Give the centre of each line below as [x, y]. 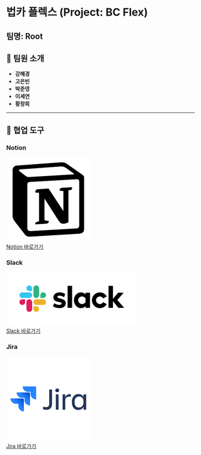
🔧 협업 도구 [25, 130]
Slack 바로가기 [23, 331]
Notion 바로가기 [25, 247]
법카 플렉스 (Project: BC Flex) [77, 12]
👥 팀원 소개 [25, 58]
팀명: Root [25, 36]
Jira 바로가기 [21, 446]
